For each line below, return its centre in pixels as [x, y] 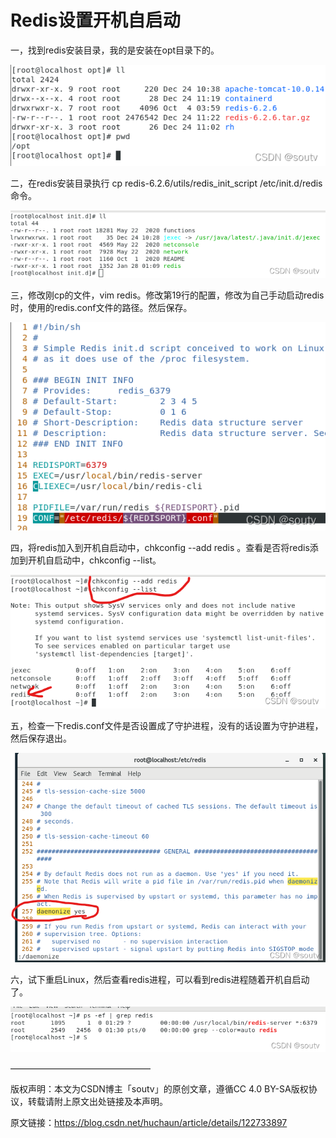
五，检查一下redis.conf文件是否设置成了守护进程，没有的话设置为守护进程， [167, 726]
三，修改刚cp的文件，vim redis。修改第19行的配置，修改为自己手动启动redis [167, 295]
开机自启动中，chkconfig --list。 [94, 560]
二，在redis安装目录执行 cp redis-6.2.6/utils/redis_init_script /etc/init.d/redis [166, 183]
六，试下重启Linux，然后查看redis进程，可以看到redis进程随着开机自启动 [160, 979]
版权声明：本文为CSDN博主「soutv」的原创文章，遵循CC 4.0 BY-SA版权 [159, 1089]
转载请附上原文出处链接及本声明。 [97, 1102]
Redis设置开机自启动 [95, 20]
